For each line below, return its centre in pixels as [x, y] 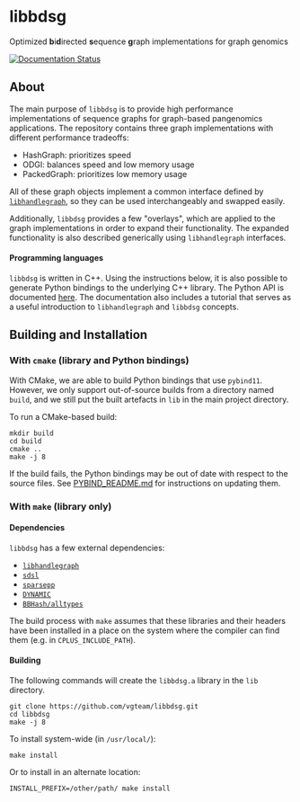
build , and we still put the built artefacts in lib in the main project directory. [149, 399]
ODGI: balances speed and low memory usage [108, 165]
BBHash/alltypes [53, 604]
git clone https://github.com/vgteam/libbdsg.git [104, 706]
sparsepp [39, 585]
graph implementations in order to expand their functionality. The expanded [149, 227]
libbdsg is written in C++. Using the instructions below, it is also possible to [149, 278]
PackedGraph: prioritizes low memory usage [105, 174]
